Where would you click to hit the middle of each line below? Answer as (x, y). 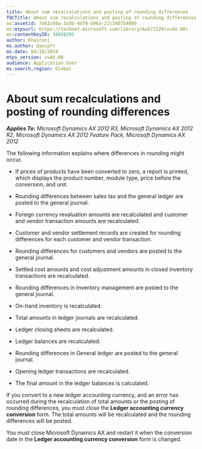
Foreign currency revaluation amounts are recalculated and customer (101, 214)
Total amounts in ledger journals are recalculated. (77, 318)
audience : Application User (42, 63)
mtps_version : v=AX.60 (35, 57)
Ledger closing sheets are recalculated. (64, 330)
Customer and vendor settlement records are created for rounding (98, 233)
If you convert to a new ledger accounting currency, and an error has (93, 395)
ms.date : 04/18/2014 (32, 52)
